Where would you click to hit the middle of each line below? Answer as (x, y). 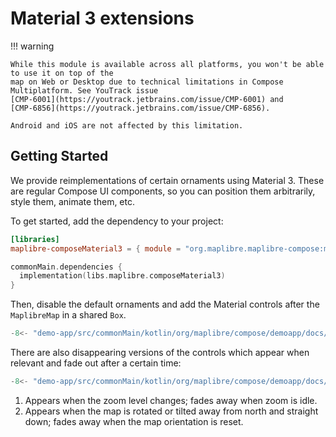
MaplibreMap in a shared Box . (68, 315)
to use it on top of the (62, 73)
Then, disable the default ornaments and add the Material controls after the (165, 304)
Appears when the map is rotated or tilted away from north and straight (171, 411)
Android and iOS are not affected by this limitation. (127, 125)
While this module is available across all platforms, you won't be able (167, 64)
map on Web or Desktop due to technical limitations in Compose (147, 82)
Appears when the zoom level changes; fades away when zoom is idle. (171, 400)
